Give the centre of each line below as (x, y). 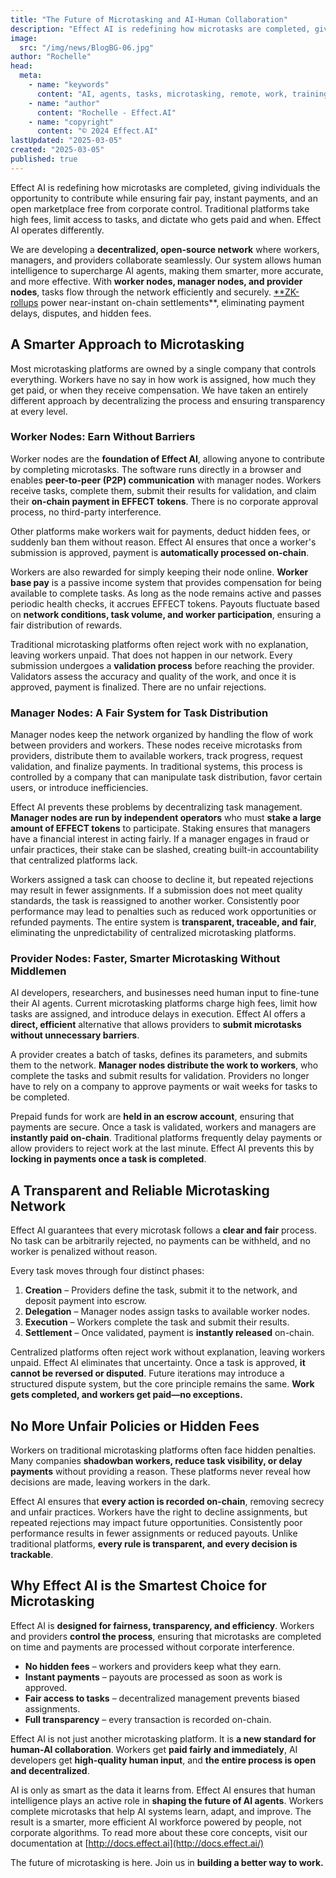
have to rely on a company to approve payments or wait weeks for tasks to (164, 1087)
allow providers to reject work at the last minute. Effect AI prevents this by (162, 1148)
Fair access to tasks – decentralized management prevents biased (162, 1698)
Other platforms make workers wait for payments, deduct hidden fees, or (160, 531)
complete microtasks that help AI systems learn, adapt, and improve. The (161, 1811)
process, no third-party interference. (86, 512)
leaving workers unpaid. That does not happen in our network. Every (151, 655)
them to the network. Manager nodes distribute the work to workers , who (164, 1065)
